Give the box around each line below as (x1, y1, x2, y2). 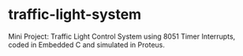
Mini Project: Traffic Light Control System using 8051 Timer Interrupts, (8, 32, 236, 41)
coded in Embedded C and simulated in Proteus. (8, 39, 166, 49)
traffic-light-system (8, 6, 142, 24)
